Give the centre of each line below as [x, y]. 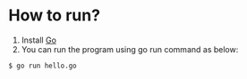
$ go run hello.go [43, 66]
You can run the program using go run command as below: [130, 49]
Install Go [39, 40]
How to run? [54, 16]
